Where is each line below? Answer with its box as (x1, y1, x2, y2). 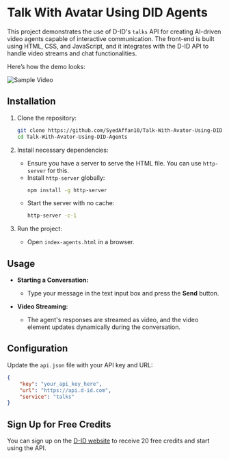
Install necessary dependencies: (16, 146, 109, 154)
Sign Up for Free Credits (7, 419, 111, 430)
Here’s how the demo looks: (7, 62, 85, 70)
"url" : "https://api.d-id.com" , (19, 386, 111, 394)
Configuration (7, 343, 68, 354)
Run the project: (16, 224, 63, 233)
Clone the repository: (16, 114, 77, 122)
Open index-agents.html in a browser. (27, 238, 135, 246)
